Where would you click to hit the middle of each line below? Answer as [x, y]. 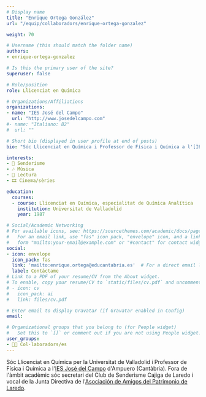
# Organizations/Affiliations [45, 102]
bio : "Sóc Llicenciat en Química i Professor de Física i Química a [96, 147]
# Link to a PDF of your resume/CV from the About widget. [83, 277]
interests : [20, 158]
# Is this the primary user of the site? [60, 68]
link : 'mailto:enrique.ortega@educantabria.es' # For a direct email [104, 265]
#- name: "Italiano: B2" [38, 124]
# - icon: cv [23, 288]
